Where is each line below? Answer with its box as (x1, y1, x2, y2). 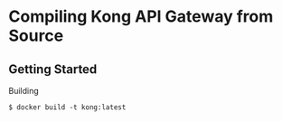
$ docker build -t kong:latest (8, 103, 127, 112)
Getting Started (8, 61, 98, 77)
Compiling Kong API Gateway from (8, 6, 274, 27)
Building (8, 86, 40, 96)
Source (8, 25, 64, 46)
